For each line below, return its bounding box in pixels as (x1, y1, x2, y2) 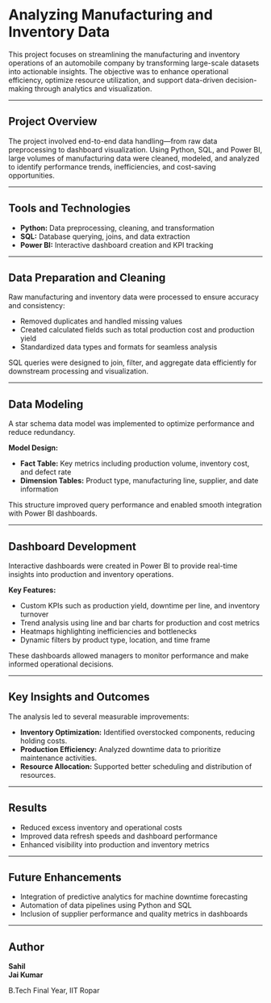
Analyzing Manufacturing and (8, 6, 214, 24)
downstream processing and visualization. (8, 366, 149, 376)
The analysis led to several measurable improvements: (8, 712, 190, 721)
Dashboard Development (8, 539, 137, 554)
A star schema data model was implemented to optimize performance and (8, 419, 255, 428)
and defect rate (19, 467, 72, 477)
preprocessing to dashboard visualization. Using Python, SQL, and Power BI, (8, 144, 263, 154)
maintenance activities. (19, 753, 98, 763)
